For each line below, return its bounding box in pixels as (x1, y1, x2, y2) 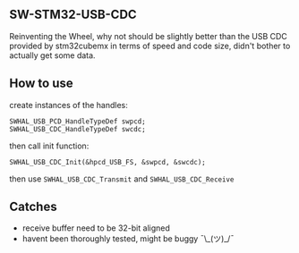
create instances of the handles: (9, 99, 128, 110)
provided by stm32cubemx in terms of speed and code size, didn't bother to (9, 40, 291, 51)
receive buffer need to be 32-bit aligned (21, 223, 170, 233)
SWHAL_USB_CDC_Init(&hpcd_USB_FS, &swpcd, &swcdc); (9, 157, 206, 166)
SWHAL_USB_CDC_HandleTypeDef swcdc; (9, 124, 146, 133)
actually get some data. (9, 49, 96, 61)
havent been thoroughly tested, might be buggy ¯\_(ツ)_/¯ (21, 233, 235, 244)
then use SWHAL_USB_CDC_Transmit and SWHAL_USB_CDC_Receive (9, 173, 235, 184)
